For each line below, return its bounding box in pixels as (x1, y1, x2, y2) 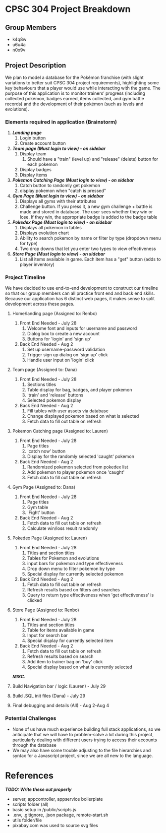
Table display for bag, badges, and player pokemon (27, 387, 132, 393)
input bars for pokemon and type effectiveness (27, 561, 123, 567)
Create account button (19, 140, 66, 146)
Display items (19, 172, 48, 178)
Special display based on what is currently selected (27, 664, 132, 670)
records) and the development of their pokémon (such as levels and (5, 101, 144, 107)
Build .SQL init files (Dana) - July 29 (12, 693, 86, 699)
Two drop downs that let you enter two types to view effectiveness (19, 246, 156, 252)
